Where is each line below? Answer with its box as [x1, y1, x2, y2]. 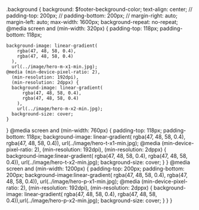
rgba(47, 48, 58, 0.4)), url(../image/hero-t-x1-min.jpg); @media [6, 140, 161, 146]
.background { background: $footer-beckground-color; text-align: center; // [6, 6, 193, 13]
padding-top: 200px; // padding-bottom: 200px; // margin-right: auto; [6, 12, 178, 19]
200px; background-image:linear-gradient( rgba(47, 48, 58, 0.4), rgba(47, [6, 172, 188, 178]
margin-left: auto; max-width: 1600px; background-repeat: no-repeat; [6, 19, 179, 25]
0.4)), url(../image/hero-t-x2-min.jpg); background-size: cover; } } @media [6, 159, 191, 166]
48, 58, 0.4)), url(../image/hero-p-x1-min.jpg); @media [6, 178, 140, 185]
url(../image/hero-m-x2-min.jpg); [17, 106, 103, 112]
